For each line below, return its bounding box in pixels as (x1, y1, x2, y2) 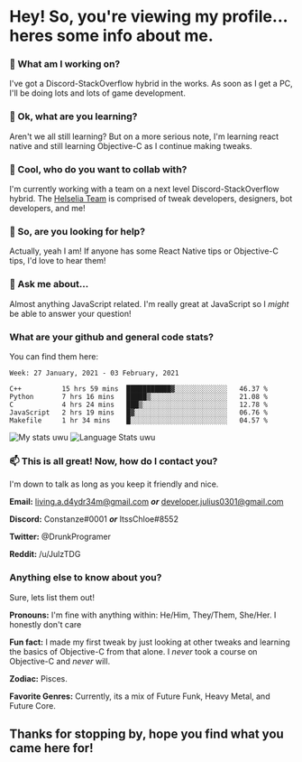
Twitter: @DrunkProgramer (9, 531, 111, 543)
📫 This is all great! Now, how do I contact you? (9, 454, 218, 467)
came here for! (9, 740, 94, 756)
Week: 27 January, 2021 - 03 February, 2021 (9, 368, 179, 377)
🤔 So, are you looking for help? (9, 226, 146, 237)
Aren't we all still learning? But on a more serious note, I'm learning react (9, 131, 279, 142)
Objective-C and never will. (9, 655, 111, 666)
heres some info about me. (9, 25, 214, 46)
